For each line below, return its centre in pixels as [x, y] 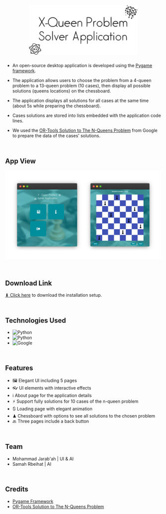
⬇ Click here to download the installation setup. [54, 295]
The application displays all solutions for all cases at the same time [80, 101]
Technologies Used [35, 320]
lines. [18, 121]
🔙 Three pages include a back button [51, 421]
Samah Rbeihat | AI [32, 464]
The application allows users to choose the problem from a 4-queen [82, 81]
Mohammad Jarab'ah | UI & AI [43, 459]
